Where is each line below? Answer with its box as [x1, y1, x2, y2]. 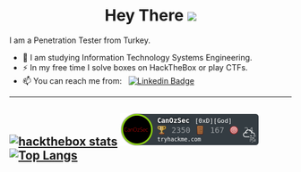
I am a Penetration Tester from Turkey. [9, 35, 150, 45]
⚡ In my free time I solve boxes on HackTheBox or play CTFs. [21, 61, 248, 72]
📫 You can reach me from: [21, 75, 123, 86]
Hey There [104, 5, 185, 26]
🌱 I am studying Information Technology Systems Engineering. [21, 52, 253, 62]
